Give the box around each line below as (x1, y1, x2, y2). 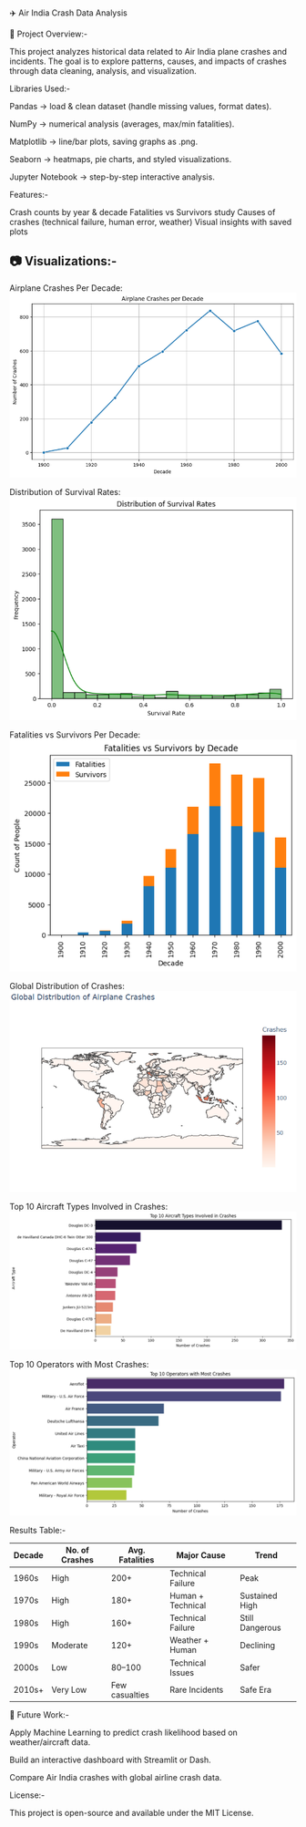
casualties (110, 1689, 150, 1700)
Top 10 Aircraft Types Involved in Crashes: (9, 1202, 168, 1213)
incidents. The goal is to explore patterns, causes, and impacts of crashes (9, 56, 287, 67)
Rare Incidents (169, 1685, 224, 1696)
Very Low (51, 1685, 87, 1696)
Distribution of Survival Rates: (9, 487, 121, 498)
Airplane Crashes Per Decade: (9, 282, 123, 294)
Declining (240, 1639, 276, 1650)
